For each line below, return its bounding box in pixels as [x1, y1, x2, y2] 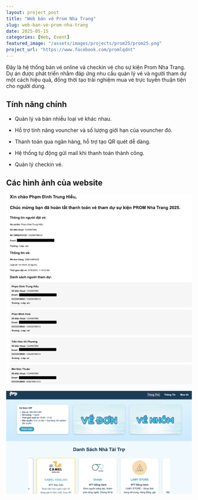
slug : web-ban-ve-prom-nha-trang [6, 22, 88, 28]
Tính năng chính [6, 100, 67, 110]
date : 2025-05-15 [6, 28, 49, 34]
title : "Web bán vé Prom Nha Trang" [6, 15, 96, 22]
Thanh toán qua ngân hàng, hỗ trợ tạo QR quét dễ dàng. [14, 138, 151, 145]
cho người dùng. [6, 82, 46, 90]
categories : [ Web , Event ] [6, 34, 70, 41]
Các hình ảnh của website [6, 178, 103, 188]
